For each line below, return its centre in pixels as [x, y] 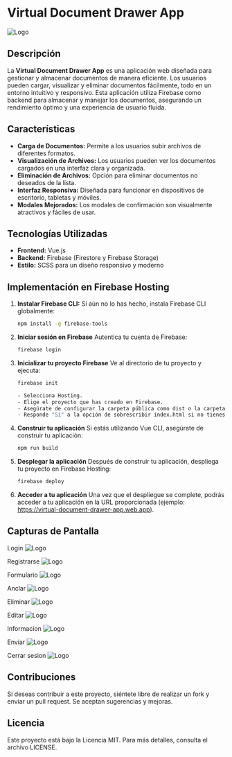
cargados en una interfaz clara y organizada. [81, 168]
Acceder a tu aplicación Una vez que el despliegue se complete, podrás [121, 495]
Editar [16, 615]
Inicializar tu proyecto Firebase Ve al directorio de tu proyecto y [109, 363]
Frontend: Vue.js [41, 250]
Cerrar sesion [27, 655]
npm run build [37, 449]
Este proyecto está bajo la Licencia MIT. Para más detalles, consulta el [107, 740]
